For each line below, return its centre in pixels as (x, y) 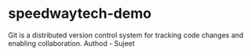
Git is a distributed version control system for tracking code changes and (126, 35)
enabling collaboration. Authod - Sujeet (71, 43)
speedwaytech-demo (80, 14)
